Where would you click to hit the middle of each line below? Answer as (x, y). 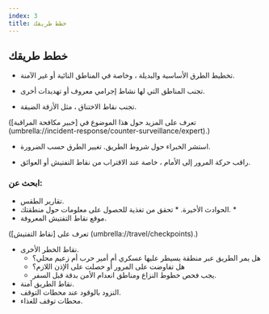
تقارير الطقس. (42, 201)
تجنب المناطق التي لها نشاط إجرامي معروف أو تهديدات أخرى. (112, 91)
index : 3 (23, 16)
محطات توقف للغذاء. (51, 300)
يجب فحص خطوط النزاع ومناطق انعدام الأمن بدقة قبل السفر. (124, 274)
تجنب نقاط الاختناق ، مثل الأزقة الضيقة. (78, 107)
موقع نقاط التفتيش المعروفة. (63, 218)
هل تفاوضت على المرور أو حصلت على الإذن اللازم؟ (109, 266)
